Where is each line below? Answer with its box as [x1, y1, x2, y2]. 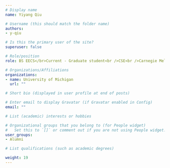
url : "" [10, 81, 26, 87]
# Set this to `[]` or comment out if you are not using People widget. [5, 128, 166, 133]
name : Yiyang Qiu [5, 12, 42, 17]
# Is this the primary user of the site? [5, 40, 94, 45]
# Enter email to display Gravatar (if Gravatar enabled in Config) [5, 100, 153, 105]
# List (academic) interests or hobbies [5, 113, 92, 119]
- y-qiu [5, 31, 22, 36]
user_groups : [5, 132, 33, 137]
